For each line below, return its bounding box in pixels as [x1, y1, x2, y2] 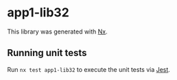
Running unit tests [7, 47, 87, 59]
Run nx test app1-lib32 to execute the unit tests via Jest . [7, 65, 170, 73]
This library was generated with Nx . [7, 27, 108, 36]
